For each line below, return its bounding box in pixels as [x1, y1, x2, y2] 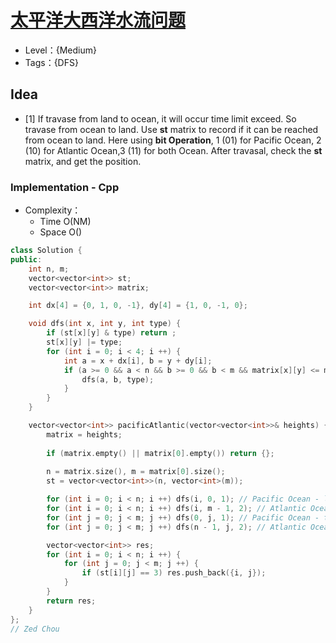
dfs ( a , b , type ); [81, 374, 155, 385]
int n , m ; [28, 264, 70, 274]
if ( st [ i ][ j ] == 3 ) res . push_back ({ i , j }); [81, 568, 267, 578]
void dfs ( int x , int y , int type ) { [28, 319, 182, 329]
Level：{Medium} [24, 44, 97, 56]
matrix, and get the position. [24, 155, 142, 167]
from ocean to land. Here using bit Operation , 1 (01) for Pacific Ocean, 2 [24, 134, 322, 146]
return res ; [46, 596, 97, 606]
